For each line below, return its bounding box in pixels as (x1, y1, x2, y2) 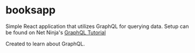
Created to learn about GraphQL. (5, 40, 85, 47)
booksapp (5, 3, 56, 17)
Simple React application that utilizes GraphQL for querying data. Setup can (5, 23, 189, 30)
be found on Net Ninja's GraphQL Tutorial (5, 29, 106, 36)
